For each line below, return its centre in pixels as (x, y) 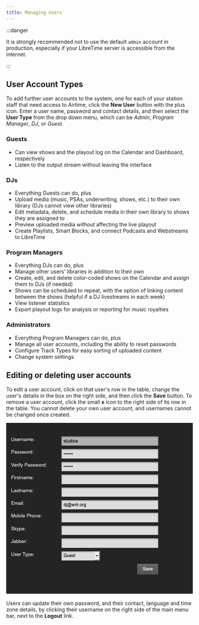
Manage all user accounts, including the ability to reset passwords (95, 344)
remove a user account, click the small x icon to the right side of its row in (96, 402)
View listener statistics (42, 303)
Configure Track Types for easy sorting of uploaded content (88, 350)
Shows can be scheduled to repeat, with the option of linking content (99, 291)
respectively (30, 158)
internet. (16, 54)
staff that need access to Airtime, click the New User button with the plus (96, 105)
